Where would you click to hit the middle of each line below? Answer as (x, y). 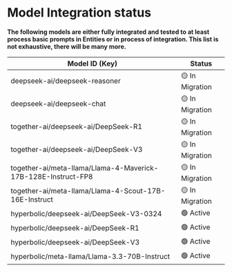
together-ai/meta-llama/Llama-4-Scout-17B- (88, 191)
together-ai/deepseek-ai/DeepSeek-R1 (77, 127)
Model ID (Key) (93, 64)
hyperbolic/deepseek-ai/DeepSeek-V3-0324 (86, 214)
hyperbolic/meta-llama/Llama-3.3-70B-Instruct (90, 257)
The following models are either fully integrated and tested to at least (108, 32)
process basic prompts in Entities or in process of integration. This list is (113, 39)
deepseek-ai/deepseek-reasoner (66, 81)
